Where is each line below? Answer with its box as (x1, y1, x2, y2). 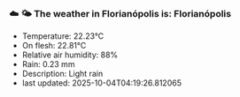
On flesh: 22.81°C (21, 41, 87, 51)
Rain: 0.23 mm (21, 59, 75, 70)
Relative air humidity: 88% (21, 49, 119, 60)
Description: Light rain (21, 69, 104, 79)
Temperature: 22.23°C (21, 31, 105, 41)
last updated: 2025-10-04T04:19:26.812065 (21, 78, 182, 88)
